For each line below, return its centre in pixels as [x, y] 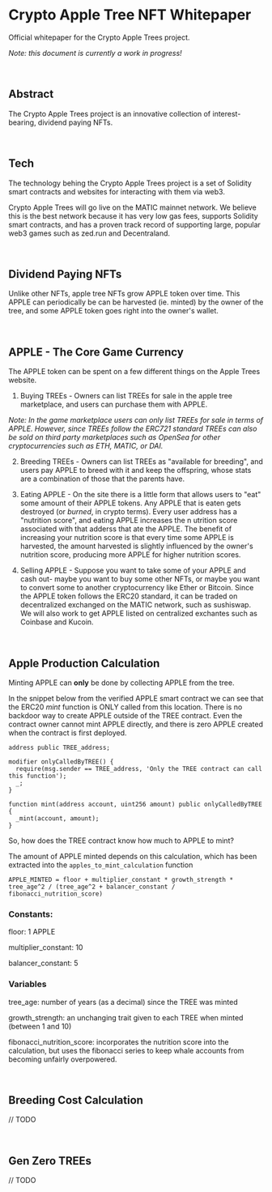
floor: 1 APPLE [32, 932]
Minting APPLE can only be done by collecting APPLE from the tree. [121, 683]
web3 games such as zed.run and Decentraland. [89, 233]
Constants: [31, 914]
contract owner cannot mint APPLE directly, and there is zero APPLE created [136, 724]
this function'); [38, 776]
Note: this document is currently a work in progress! [95, 53]
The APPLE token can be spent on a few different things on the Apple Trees [134, 372]
